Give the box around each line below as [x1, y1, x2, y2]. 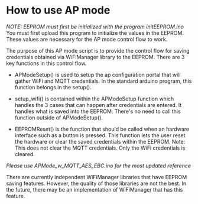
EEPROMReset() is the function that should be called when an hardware [14, 125, 190, 132]
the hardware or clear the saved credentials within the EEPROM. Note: [14, 138, 186, 145]
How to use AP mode [6, 4, 111, 17]
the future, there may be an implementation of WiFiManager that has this [6, 186, 183, 193]
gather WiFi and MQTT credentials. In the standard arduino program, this [14, 77, 192, 85]
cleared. [14, 150, 35, 157]
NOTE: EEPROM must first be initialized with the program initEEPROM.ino [6, 23, 184, 30]
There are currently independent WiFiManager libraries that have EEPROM [6, 173, 187, 180]
